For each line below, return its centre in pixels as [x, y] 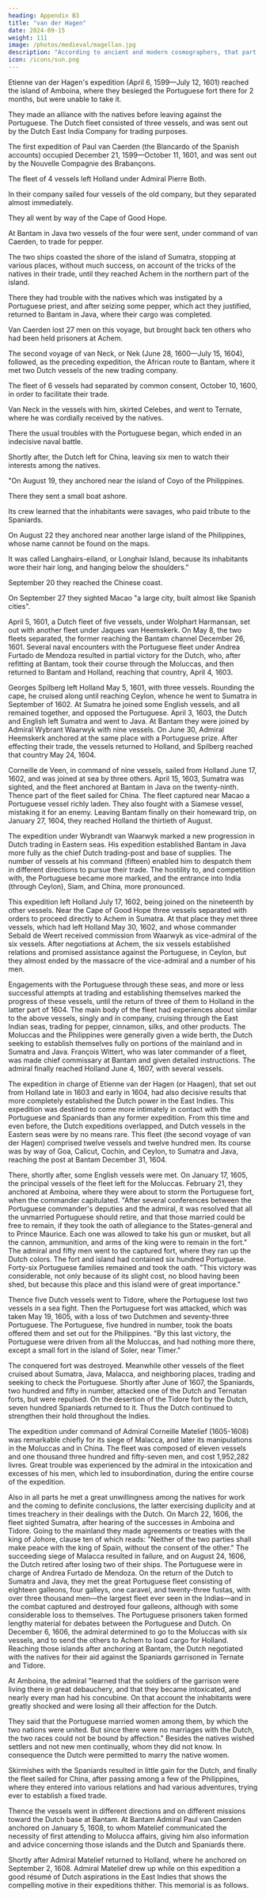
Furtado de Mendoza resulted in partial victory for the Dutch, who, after [125, 655]
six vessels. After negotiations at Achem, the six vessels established [120, 944]
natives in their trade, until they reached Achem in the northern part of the [129, 273]
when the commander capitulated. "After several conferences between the [130, 1200]
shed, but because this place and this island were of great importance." [125, 1284]
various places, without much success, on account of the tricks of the [122, 265]
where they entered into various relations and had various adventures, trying [133, 1787]
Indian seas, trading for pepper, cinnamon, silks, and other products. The [127, 1026]
